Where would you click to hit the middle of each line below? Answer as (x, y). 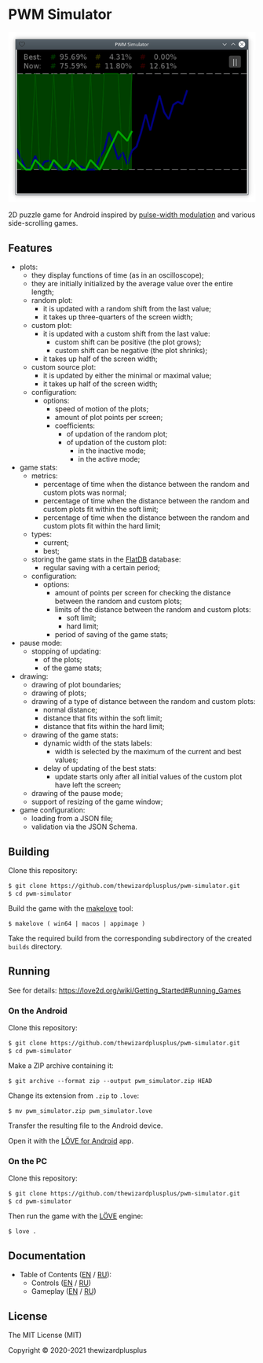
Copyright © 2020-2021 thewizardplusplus (78, 1350)
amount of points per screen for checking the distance (143, 593)
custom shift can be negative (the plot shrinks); (131, 351)
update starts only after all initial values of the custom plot (148, 777)
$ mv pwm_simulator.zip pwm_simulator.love (80, 1111)
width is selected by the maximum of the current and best (148, 752)
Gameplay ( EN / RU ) (64, 1291)
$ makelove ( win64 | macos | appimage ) (77, 924)
